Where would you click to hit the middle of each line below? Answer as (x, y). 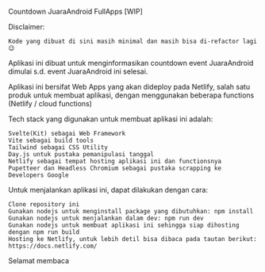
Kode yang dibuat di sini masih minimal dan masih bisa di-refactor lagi (133, 41)
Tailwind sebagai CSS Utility (58, 147)
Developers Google (38, 175)
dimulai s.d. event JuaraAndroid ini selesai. (78, 71)
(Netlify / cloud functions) (50, 103)
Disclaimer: (27, 27)
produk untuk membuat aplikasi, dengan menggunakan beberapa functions (131, 95)
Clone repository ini (44, 205)
